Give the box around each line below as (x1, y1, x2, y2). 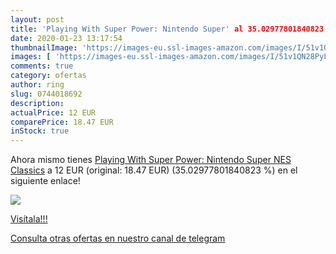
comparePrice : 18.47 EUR (10, 117, 114, 127)
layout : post (10, 14, 65, 25)
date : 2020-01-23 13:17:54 (10, 33, 123, 43)
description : (10, 98, 65, 108)
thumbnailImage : (10, 42, 78, 53)
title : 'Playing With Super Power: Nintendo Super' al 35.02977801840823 (10, 24, 325, 34)
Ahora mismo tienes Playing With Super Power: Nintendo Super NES (10, 154, 292, 166)
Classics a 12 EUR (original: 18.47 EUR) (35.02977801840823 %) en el (10, 164, 298, 176)
